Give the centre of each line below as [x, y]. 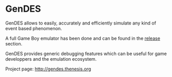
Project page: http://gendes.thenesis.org [48, 69]
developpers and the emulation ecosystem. [51, 59]
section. [14, 43]
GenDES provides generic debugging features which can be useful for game [86, 54]
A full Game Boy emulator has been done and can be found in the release [83, 38]
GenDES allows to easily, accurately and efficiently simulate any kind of [81, 23]
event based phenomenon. [34, 28]
